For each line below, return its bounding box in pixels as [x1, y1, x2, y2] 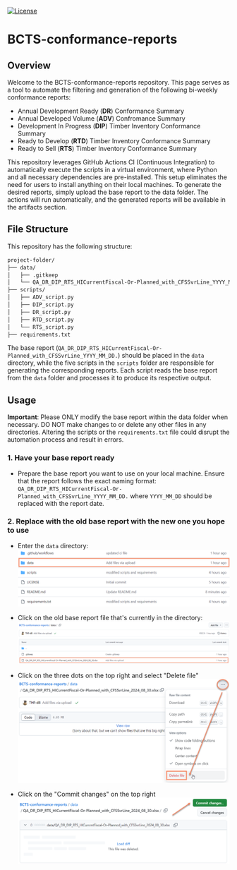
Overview [7, 59, 51, 71]
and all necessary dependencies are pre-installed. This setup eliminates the [7, 173, 228, 181]
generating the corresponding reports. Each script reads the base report [7, 366, 218, 375]
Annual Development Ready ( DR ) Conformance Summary [17, 107, 185, 115]
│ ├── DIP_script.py [7, 301, 74, 308]
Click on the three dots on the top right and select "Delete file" [17, 671, 199, 680]
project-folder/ [7, 256, 55, 264]
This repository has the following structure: [7, 242, 133, 250]
